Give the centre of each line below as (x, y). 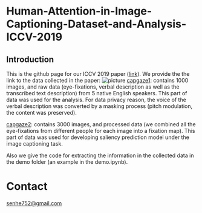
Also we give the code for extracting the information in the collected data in (100, 155)
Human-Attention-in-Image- (79, 11)
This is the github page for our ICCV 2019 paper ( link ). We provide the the (98, 74)
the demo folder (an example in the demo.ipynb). (67, 162)
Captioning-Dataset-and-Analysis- (96, 24)
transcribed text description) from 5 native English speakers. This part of (97, 93)
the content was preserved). (41, 113)
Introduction (30, 59)
